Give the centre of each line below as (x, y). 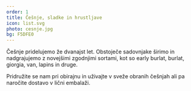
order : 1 (17, 12)
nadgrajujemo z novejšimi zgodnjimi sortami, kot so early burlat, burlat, (95, 58)
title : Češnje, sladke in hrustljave (54, 18)
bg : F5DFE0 (20, 35)
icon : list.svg (26, 23)
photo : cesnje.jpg (30, 29)
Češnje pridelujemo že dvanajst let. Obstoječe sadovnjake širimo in (91, 52)
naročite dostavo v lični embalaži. (48, 83)
